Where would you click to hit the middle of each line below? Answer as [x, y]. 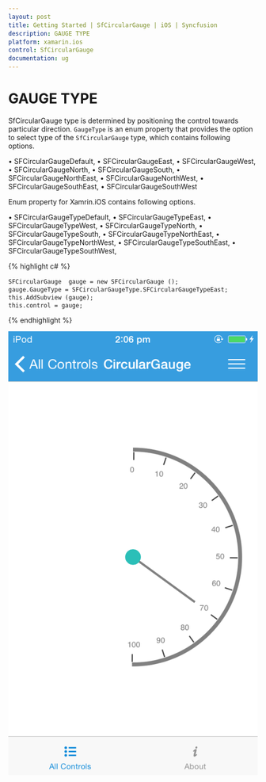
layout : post [30, 17]
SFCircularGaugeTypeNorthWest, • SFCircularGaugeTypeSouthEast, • [122, 242]
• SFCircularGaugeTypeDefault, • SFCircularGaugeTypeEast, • [110, 217]
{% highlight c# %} [39, 266]
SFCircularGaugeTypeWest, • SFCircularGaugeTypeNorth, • [106, 225]
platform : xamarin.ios [46, 42]
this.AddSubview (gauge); [51, 297]
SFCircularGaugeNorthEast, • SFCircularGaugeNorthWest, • [106, 177]
